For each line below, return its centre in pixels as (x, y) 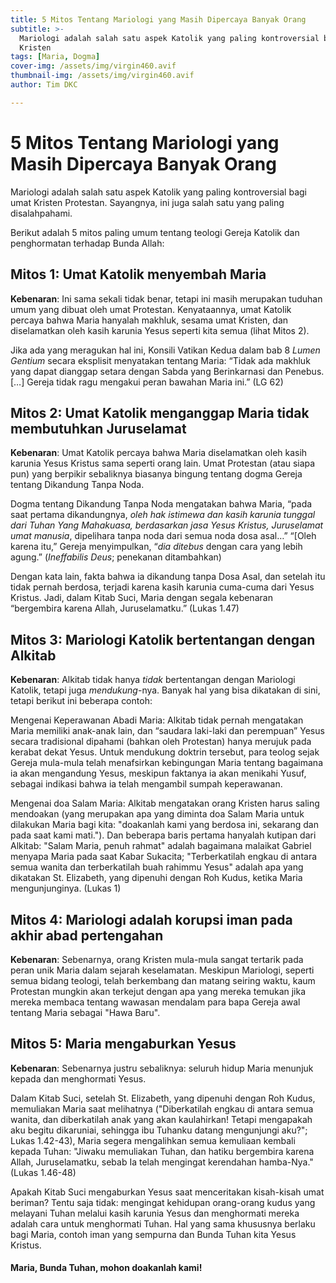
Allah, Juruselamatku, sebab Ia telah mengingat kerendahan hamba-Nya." (162, 1162)
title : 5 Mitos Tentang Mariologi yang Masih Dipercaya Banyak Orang (158, 19)
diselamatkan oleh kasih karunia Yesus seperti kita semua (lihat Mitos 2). (160, 330)
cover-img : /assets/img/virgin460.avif (93, 66)
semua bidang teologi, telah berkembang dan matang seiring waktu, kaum (163, 980)
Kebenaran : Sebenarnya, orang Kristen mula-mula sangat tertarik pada (157, 959)
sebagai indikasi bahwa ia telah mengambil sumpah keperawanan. (146, 784)
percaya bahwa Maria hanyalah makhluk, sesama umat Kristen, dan (149, 320)
